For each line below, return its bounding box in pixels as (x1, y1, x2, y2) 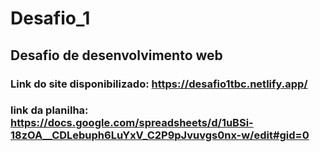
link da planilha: (10, 103, 89, 117)
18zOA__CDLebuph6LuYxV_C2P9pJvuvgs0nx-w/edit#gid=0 (10, 128, 310, 142)
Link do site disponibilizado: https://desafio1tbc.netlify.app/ (10, 77, 308, 91)
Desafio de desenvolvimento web (10, 47, 223, 64)
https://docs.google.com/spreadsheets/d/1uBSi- (10, 116, 254, 130)
